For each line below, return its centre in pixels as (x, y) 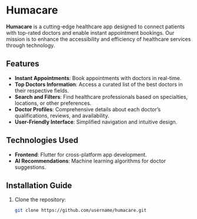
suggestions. (30, 167)
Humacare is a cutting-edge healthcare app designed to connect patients (96, 26)
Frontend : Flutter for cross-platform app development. (81, 154)
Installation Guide (39, 185)
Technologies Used (42, 140)
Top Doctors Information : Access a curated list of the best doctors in (99, 84)
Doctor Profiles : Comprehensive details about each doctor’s (88, 109)
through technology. (31, 45)
